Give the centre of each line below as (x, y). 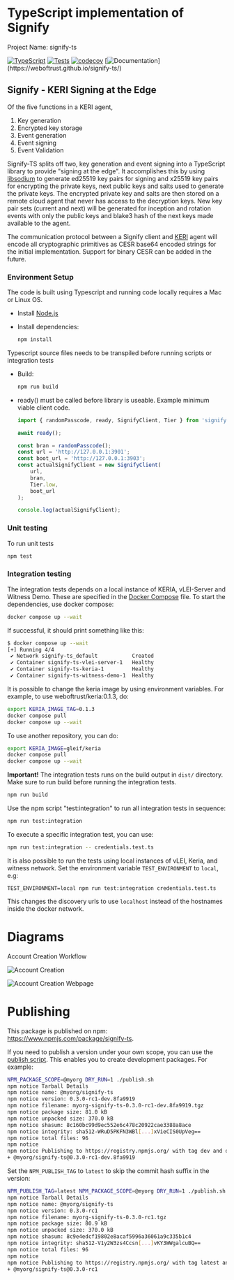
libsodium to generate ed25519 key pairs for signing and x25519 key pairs (113, 178)
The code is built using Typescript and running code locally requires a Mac (115, 292)
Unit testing (28, 528)
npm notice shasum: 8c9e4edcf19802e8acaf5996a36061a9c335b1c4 (99, 1237)
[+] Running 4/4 (31, 649)
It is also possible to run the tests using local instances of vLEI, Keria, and (112, 861)
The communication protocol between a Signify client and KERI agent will (112, 236)
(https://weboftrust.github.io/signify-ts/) (64, 68)
